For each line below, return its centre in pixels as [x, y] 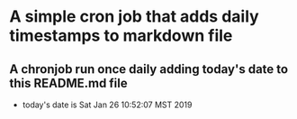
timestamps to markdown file [121, 36]
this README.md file [68, 83]
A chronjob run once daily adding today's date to [149, 69]
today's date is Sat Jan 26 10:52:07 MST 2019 [107, 105]
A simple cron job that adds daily [134, 17]
